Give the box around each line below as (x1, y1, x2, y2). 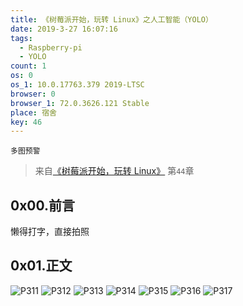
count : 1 (10, 61, 47, 71)
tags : (10, 33, 33, 43)
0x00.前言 (10, 197, 76, 214)
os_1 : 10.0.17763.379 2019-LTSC (10, 80, 145, 90)
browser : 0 (10, 89, 56, 99)
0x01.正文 (10, 257, 73, 275)
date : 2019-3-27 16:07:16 (10, 24, 118, 34)
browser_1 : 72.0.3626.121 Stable (10, 98, 150, 108)
